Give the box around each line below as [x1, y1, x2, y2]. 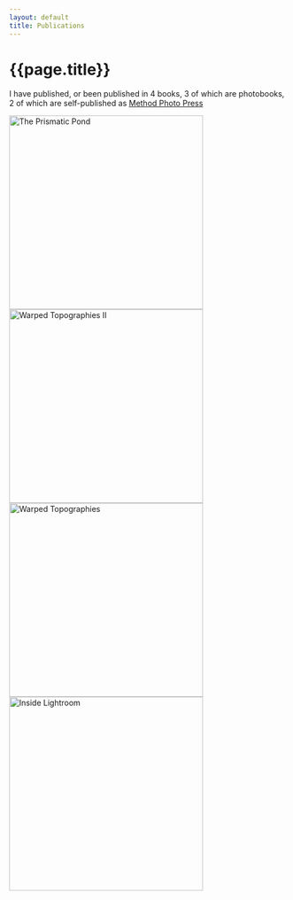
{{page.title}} [9, 59, 111, 80]
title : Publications [9, 21, 86, 30]
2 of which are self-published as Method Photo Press [9, 98, 204, 109]
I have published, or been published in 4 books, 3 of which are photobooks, [9, 89, 285, 99]
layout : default [9, 12, 69, 22]
